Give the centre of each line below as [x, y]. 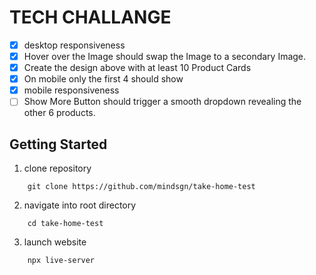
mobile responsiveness [71, 90]
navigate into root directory [80, 205]
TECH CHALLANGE [90, 17]
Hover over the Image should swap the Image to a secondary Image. [165, 56]
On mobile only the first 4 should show [103, 79]
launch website [55, 242]
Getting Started [58, 144]
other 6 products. [59, 113]
